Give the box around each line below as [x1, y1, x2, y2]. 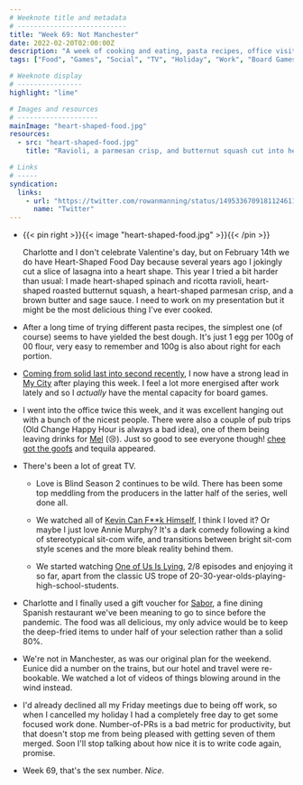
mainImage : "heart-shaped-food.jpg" [9, 121, 147, 131]
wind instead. [22, 682, 73, 693]
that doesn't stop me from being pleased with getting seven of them [22, 728, 276, 740]
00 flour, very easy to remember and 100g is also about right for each [22, 341, 281, 352]
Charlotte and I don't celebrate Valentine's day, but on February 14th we [22, 247, 290, 258]
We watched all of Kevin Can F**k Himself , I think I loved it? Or [35, 515, 271, 526]
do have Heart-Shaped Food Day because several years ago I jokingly [22, 256, 282, 267]
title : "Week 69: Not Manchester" [9, 30, 140, 39]
